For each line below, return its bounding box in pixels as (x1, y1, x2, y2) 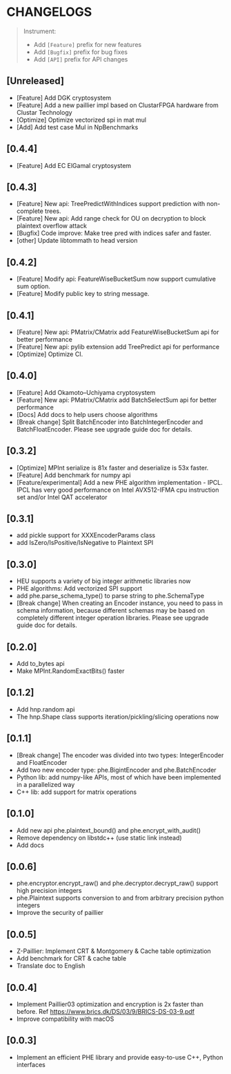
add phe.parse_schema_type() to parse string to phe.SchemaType (16, 592, 205, 600)
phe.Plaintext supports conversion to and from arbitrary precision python (16, 894, 224, 902)
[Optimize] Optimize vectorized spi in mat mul (16, 115, 146, 124)
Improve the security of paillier (16, 909, 104, 917)
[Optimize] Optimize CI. (16, 350, 83, 358)
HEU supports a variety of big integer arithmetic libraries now (16, 577, 191, 585)
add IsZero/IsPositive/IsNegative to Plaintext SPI (16, 539, 154, 547)
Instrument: (23, 27, 57, 35)
